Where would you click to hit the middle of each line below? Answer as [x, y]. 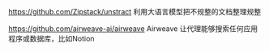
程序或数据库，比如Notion [51, 39]
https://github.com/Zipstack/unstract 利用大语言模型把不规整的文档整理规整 [135, 12]
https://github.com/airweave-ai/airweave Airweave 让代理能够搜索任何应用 [133, 29]
